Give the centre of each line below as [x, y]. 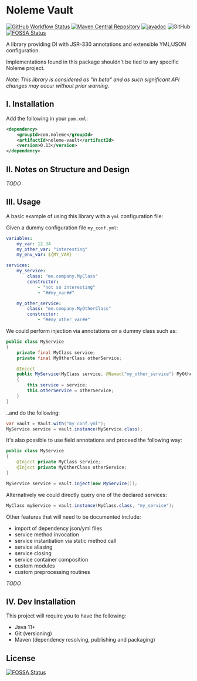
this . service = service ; [57, 385]
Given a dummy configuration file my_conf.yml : [62, 228]
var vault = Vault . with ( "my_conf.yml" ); [56, 423]
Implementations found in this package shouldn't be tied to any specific [92, 62]
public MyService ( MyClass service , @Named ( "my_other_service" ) [96, 374]
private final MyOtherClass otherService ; [69, 358]
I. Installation [30, 104]
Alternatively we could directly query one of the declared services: [86, 495]
